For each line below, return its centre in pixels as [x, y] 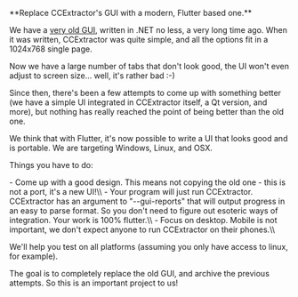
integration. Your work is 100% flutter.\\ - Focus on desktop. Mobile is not [143, 220]
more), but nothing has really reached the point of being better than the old [147, 112]
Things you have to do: [51, 165]
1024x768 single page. [51, 49]
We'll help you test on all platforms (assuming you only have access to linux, [149, 247]
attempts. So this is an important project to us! [94, 283]
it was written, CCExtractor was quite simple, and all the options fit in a [139, 40]
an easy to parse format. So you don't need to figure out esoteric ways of [144, 211]
